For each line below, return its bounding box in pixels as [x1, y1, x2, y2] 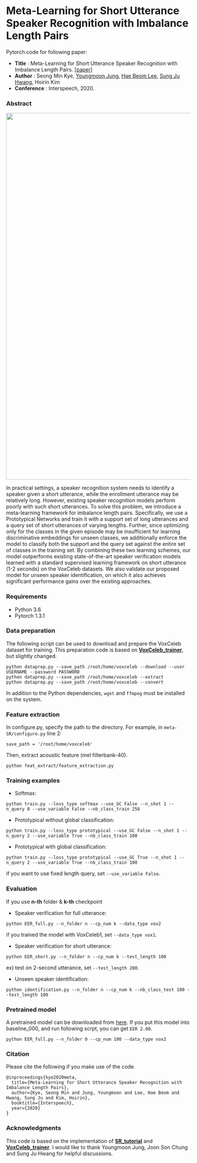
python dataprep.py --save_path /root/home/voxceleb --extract [6, 674, 164, 680]
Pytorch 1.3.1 [14, 612, 45, 619]
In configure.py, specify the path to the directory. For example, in [6, 724, 163, 731]
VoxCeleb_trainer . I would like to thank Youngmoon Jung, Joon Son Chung [6, 1144, 188, 1151]
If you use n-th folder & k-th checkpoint [6, 898, 103, 905]
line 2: [46, 730, 62, 737]
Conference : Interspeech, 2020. [14, 84, 95, 91]
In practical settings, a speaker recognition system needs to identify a [6, 484, 175, 491]
